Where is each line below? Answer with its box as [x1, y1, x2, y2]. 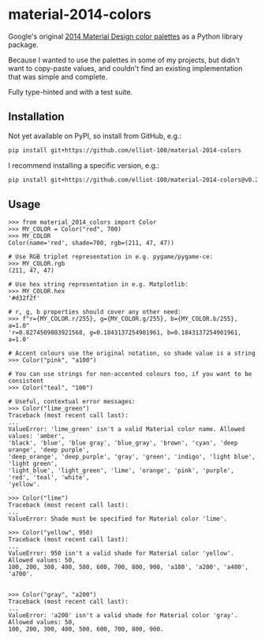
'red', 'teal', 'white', [8, 474, 90, 482]
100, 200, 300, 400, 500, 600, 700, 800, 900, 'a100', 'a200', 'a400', [8, 564, 248, 571]
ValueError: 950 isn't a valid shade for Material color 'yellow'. [8, 549, 235, 557]
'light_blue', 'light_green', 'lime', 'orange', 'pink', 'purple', [8, 467, 235, 474]
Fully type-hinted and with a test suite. [8, 87, 132, 96]
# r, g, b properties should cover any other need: [8, 308, 181, 316]
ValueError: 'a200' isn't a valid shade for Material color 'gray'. [8, 612, 238, 620]
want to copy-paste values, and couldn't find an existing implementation [8, 63, 243, 73]
